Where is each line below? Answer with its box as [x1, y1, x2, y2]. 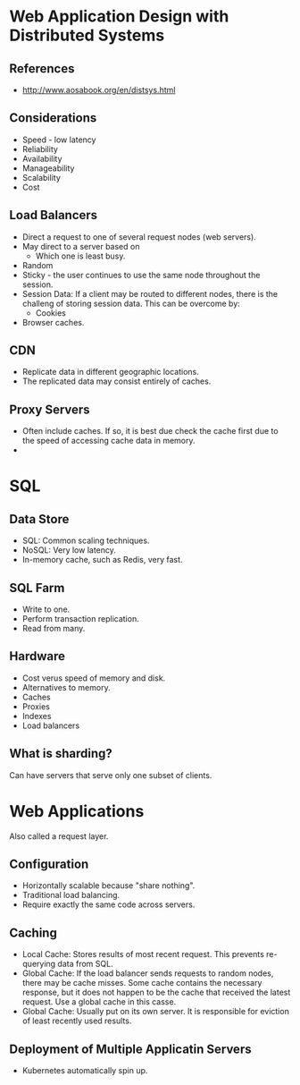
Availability [21, 153, 62, 164]
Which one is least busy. [35, 250, 126, 261]
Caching [9, 925, 58, 940]
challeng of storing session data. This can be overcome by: [21, 298, 241, 309]
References [9, 61, 75, 76]
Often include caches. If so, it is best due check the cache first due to [21, 426, 279, 437]
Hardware [9, 648, 65, 664]
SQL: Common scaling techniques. [21, 535, 150, 547]
